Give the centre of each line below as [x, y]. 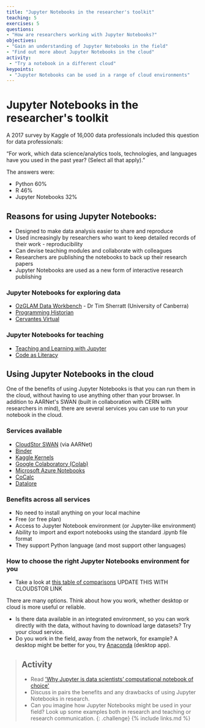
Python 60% [31, 184]
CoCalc [24, 477]
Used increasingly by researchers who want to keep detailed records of [105, 238]
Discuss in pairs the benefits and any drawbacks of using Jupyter [113, 692]
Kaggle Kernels [34, 457]
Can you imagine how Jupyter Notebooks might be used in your [111, 705]
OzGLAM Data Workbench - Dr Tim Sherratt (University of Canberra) [102, 306]
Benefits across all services [48, 499]
